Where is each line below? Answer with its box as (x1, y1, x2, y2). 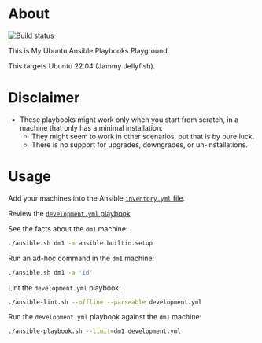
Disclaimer (8, 89, 80, 107)
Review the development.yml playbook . (8, 208, 133, 218)
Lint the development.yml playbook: (8, 282, 122, 292)
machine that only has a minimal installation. (19, 123, 164, 132)
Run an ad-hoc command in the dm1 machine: (8, 253, 155, 263)
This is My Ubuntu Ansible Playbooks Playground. (8, 46, 170, 55)
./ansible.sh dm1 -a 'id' (8, 268, 93, 276)
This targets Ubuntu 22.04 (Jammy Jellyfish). (8, 61, 156, 71)
